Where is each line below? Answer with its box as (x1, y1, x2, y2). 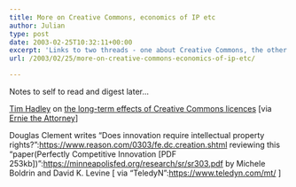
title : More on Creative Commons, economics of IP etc (9, 12, 216, 22)
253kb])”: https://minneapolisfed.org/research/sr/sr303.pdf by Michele (9, 159, 266, 168)
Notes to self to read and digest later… (9, 86, 149, 97)
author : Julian (9, 21, 66, 30)
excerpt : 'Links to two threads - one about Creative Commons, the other (9, 46, 288, 55)
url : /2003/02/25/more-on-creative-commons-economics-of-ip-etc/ (9, 54, 255, 63)
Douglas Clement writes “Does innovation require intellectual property (9, 130, 265, 140)
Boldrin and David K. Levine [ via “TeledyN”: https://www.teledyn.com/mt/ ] (9, 168, 282, 178)
